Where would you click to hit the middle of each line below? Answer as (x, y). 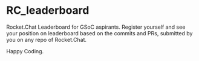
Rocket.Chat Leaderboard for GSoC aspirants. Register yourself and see (96, 27)
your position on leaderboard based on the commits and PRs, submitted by (99, 33)
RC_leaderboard (48, 10)
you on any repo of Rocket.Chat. (46, 39)
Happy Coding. (25, 51)
